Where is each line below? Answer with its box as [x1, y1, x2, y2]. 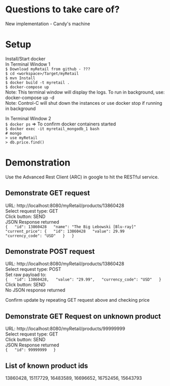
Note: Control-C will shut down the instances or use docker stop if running [5, 100, 162, 106]
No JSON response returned [5, 287, 66, 293]
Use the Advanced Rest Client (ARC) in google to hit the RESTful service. [5, 174, 159, 180]
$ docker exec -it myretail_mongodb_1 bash [5, 126, 100, 132]
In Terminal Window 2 [5, 115, 51, 121]
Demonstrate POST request [5, 247, 95, 256]
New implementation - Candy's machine [5, 21, 91, 27]
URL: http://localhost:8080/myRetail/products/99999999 [5, 325, 125, 332]
